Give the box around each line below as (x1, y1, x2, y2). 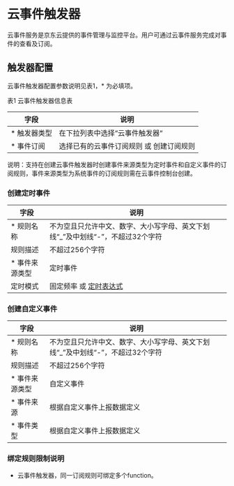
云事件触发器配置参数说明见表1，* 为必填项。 (7, 81, 137, 90)
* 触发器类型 (10, 128, 52, 138)
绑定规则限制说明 (7, 454, 65, 464)
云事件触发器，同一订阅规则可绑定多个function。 (17, 471, 158, 479)
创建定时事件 (7, 188, 51, 198)
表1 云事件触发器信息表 (7, 96, 73, 104)
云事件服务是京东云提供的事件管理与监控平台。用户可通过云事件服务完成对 (7, 31, 221, 39)
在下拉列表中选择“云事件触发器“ (58, 128, 163, 138)
